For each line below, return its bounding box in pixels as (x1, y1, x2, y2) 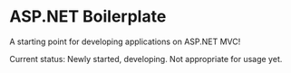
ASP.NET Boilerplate (9, 6, 167, 27)
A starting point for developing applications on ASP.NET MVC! (9, 36, 241, 47)
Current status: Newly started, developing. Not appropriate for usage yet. (9, 53, 283, 64)
